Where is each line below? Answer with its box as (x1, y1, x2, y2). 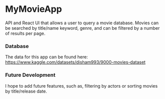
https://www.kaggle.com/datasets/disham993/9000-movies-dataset (5, 59, 146, 65)
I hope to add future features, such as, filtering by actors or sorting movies (5, 83, 158, 89)
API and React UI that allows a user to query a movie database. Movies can (5, 20, 159, 26)
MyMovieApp (5, 3, 62, 15)
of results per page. (5, 30, 46, 36)
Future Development (5, 72, 56, 79)
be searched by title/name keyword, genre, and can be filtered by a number (5, 25, 160, 31)
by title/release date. (5, 88, 47, 94)
